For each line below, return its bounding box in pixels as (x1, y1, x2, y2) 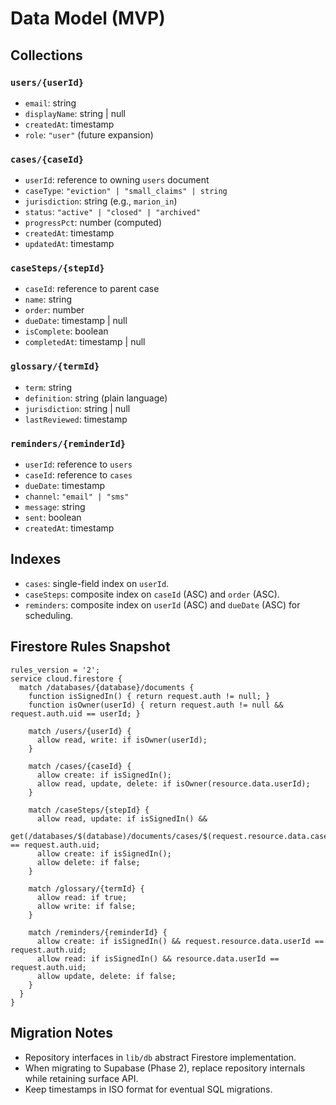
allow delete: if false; (36, 857, 141, 867)
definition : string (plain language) (24, 392, 168, 404)
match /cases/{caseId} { (28, 761, 132, 771)
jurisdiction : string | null (24, 402, 131, 414)
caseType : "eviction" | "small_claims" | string (24, 185, 228, 197)
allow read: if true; (36, 892, 128, 902)
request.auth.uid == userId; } (10, 708, 141, 719)
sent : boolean (24, 512, 82, 524)
